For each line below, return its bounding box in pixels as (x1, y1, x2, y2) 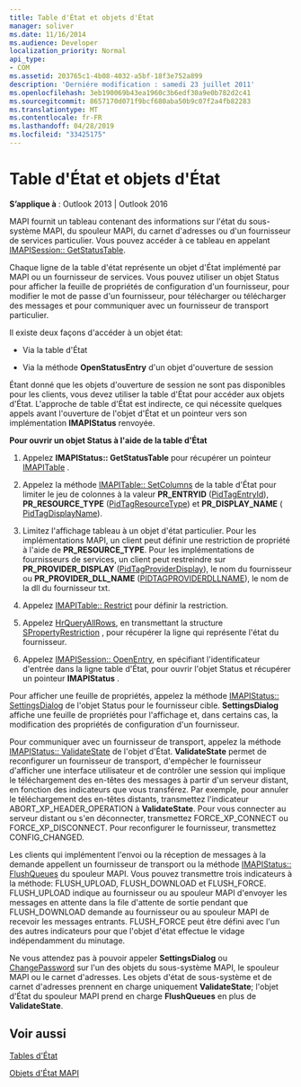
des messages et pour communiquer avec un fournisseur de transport (9, 300, 270, 311)
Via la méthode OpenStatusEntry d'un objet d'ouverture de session (22, 361, 274, 373)
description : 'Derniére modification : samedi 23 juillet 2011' (9, 80, 255, 89)
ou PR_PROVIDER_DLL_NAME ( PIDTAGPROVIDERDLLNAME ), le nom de (22, 572, 289, 584)
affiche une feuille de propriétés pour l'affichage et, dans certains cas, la (9, 709, 279, 720)
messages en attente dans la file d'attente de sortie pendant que (9, 897, 249, 907)
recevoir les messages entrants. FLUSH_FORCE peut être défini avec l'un (9, 915, 280, 926)
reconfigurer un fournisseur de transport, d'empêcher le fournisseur (9, 756, 262, 766)
